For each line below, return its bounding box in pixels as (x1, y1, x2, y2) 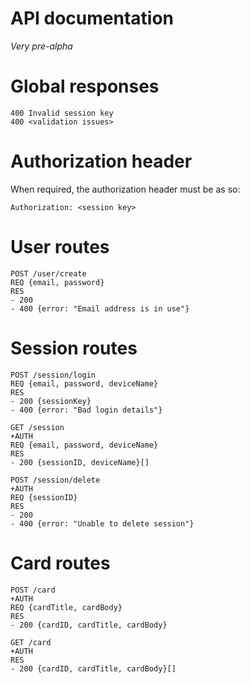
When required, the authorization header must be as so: (10, 183, 241, 195)
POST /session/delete (10, 475, 101, 485)
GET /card (10, 637, 52, 647)
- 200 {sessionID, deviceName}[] (10, 457, 150, 467)
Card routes (10, 552, 111, 574)
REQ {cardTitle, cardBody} (10, 602, 123, 612)
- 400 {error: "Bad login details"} (10, 405, 163, 415)
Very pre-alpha (10, 40, 73, 52)
